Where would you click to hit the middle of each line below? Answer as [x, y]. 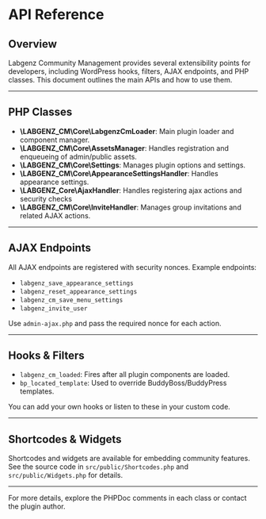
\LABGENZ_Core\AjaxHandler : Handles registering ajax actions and [131, 190]
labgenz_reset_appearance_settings [78, 291]
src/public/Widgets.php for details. [66, 475]
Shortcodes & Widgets [65, 439]
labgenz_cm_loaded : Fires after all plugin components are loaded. [125, 375]
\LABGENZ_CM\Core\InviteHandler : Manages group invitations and [130, 207]
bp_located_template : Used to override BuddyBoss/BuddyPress [123, 383]
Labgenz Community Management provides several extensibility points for [129, 63]
